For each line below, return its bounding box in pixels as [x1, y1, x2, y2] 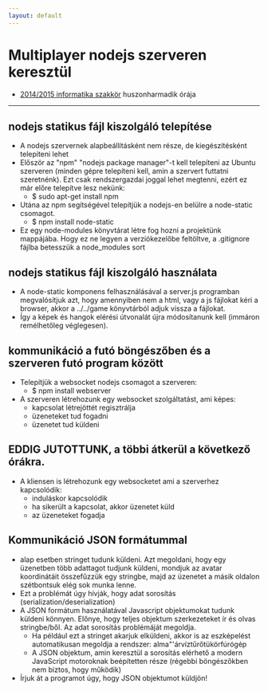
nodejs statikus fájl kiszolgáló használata [8, 265, 218, 279]
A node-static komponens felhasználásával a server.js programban [19, 287, 240, 296]
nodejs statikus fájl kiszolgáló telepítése [8, 120, 212, 133]
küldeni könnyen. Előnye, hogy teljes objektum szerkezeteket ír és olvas [19, 614, 257, 623]
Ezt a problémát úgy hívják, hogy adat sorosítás [19, 588, 176, 598]
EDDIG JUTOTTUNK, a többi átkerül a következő [8, 443, 251, 457]
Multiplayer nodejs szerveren [8, 45, 207, 64]
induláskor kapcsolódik [31, 493, 108, 503]
